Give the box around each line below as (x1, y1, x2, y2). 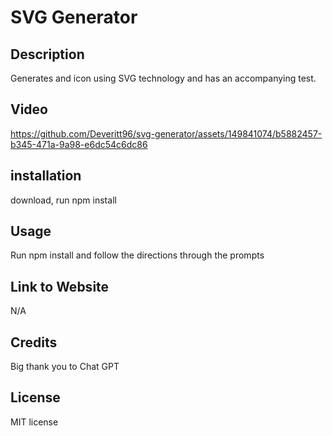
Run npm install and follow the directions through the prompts (10, 249, 265, 261)
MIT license (10, 416, 59, 428)
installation (10, 167, 82, 185)
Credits (10, 334, 58, 351)
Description (10, 46, 85, 63)
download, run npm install (10, 194, 117, 206)
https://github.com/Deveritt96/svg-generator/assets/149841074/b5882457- (10, 127, 323, 140)
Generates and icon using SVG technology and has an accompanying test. (10, 72, 317, 84)
